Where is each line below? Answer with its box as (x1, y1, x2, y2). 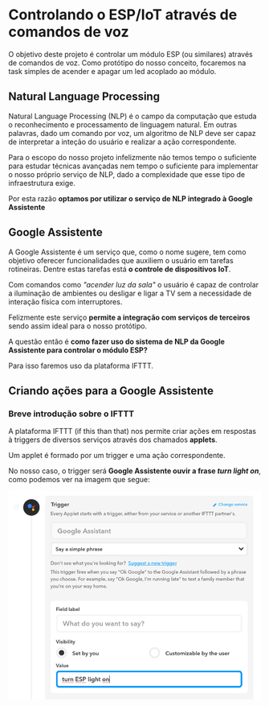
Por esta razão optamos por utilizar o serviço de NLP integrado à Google (8, 193, 253, 203)
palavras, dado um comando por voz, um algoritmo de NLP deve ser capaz (8, 128, 257, 138)
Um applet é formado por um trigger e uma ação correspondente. (8, 451, 226, 460)
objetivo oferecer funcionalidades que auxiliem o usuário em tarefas (8, 255, 234, 265)
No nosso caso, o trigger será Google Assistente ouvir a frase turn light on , (8, 466, 261, 476)
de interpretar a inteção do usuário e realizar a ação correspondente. (8, 137, 237, 147)
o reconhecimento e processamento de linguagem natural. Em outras (8, 119, 238, 130)
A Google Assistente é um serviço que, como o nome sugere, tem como (8, 247, 247, 257)
